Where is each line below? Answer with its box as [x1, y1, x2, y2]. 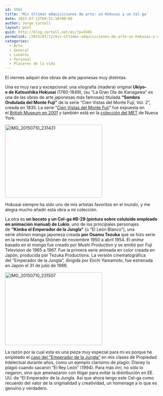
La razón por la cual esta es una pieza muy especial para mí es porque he [5, 349, 152, 355]
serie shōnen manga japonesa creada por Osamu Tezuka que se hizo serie [5, 232, 155, 238]
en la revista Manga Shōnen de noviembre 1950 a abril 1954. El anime [5, 237, 144, 243]
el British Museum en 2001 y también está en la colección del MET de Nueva [5, 110, 158, 116]
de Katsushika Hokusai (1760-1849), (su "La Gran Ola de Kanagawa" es [8, 89, 153, 95]
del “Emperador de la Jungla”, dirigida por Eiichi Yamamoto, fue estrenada [5, 258, 153, 263]
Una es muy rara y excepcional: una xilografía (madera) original [5, 84, 132, 90]
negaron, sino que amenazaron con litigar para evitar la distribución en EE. [5, 370, 154, 376]
